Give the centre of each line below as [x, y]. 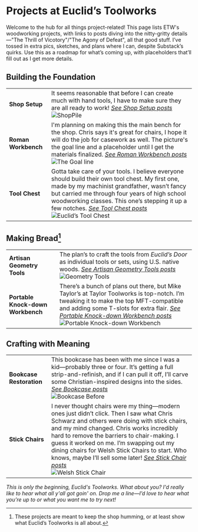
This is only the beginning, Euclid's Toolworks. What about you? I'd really [95, 487]
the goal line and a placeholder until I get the [113, 147]
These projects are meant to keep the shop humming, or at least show [100, 517]
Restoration [26, 382]
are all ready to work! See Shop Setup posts [112, 107]
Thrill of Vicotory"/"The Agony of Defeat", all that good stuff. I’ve [103, 40]
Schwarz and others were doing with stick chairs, [119, 421]
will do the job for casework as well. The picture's [120, 139]
